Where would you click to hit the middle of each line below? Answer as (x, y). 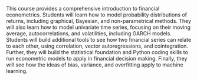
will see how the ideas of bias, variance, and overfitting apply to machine (95, 65)
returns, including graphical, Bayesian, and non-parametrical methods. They (99, 21)
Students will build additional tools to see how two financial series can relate (99, 40)
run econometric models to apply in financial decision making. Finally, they (97, 59)
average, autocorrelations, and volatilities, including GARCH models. (89, 34)
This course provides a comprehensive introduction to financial (83, 9)
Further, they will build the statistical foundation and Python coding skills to (97, 52)
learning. (17, 71)
